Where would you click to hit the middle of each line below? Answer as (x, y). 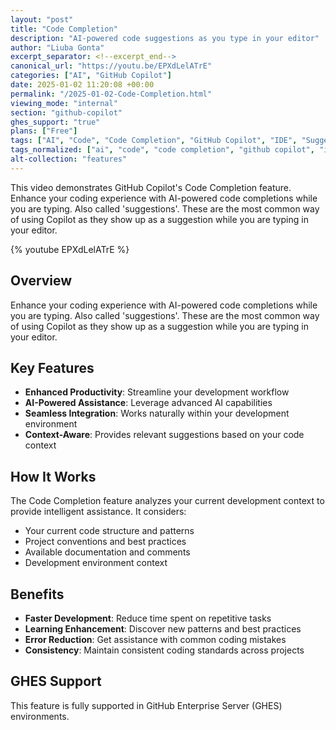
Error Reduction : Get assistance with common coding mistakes (155, 639)
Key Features (52, 367)
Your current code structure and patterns (109, 531)
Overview (41, 281)
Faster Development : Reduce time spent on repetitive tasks (148, 618)
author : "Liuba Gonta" (57, 47)
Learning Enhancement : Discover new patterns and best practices (163, 629)
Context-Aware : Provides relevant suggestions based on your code (164, 435)
